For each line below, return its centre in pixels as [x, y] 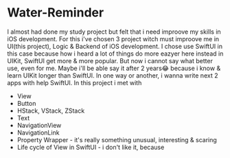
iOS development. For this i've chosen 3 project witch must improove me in [113, 38]
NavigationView [39, 125]
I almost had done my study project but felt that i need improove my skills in [114, 32]
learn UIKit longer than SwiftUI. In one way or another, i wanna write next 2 [113, 75]
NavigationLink [38, 133]
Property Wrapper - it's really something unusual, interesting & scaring [117, 139]
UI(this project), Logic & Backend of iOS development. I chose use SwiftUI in [115, 46]
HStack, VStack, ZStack [51, 111]
